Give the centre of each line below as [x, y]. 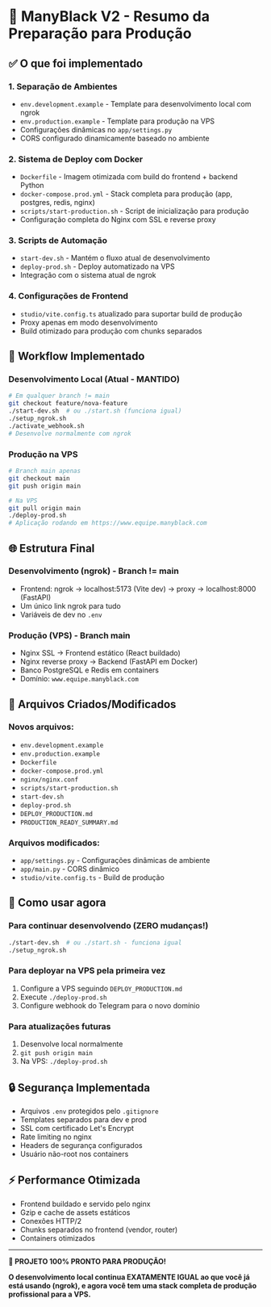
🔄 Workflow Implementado [77, 356]
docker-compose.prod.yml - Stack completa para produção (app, [126, 194]
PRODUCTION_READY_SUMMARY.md [69, 823]
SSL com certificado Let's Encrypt [77, 1128]
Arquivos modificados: [54, 843]
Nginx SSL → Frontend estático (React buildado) [100, 653]
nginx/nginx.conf [49, 779]
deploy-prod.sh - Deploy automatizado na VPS [97, 266]
